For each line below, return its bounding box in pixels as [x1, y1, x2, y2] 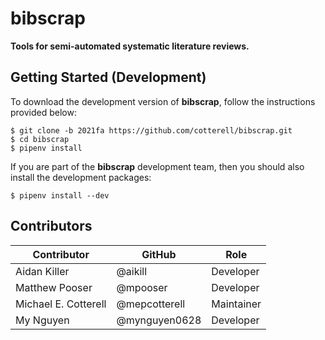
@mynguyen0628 [116, 313, 202, 327]
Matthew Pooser [15, 280, 93, 294]
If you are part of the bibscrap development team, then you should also [10, 160, 305, 172]
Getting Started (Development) [10, 69, 207, 86]
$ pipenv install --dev [10, 190, 110, 201]
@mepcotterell [116, 297, 186, 311]
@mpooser [116, 280, 168, 294]
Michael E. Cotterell [15, 297, 107, 311]
